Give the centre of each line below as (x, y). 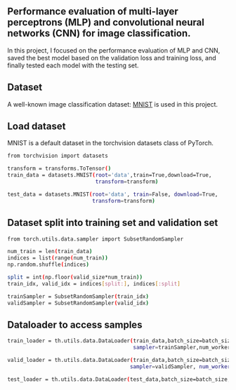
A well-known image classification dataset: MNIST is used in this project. (113, 104)
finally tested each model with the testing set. (73, 65)
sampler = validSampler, (163, 367)
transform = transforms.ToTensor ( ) (59, 169)
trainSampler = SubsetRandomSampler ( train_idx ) (78, 296)
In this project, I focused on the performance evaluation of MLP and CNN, (114, 50)
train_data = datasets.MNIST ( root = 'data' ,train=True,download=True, (110, 175)
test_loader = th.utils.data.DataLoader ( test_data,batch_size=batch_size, (119, 379)
